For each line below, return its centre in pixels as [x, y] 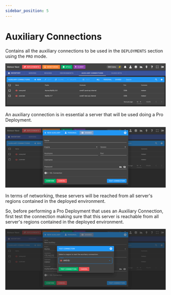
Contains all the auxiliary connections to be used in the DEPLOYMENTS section [84, 50]
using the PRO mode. [26, 56]
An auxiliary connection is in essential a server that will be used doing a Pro [84, 114]
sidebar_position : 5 [27, 11]
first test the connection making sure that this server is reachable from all [82, 217]
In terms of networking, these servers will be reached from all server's [79, 196]
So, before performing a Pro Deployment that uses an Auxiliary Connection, [84, 211]
